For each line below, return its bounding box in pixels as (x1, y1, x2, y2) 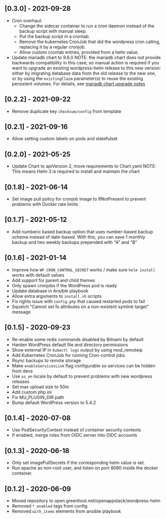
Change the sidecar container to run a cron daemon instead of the (19, 23, 155, 29)
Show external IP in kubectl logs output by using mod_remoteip (11, 347, 143, 353)
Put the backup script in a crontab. (19, 33, 90, 39)
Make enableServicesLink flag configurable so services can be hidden (11, 363, 156, 368)
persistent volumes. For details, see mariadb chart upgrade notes (11, 81, 146, 87)
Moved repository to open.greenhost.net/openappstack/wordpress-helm (11, 498, 161, 504)
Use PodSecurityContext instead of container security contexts (11, 427, 141, 433)
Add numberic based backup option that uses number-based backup (11, 228, 153, 235)
